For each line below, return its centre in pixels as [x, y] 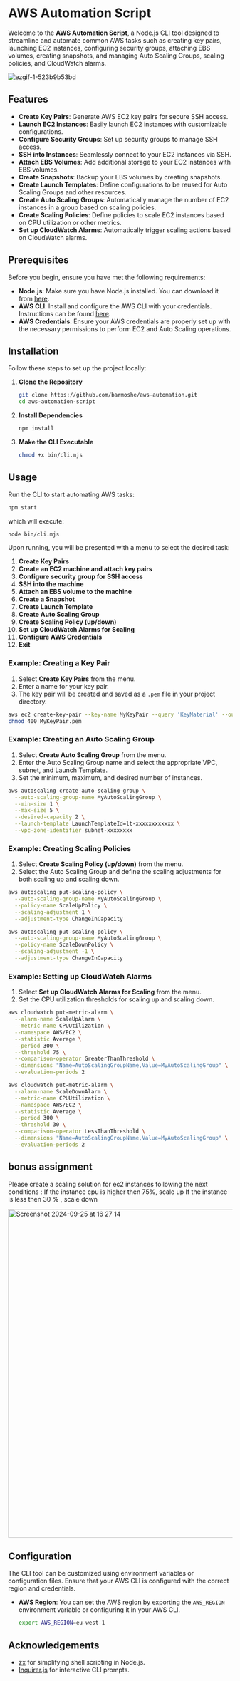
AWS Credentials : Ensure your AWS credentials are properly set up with [124, 321]
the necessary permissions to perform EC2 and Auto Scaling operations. [125, 328]
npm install [36, 429]
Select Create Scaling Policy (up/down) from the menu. [101, 864]
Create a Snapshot [47, 599]
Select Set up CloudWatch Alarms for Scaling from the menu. [110, 992]
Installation [33, 351]
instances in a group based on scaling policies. [87, 207]
